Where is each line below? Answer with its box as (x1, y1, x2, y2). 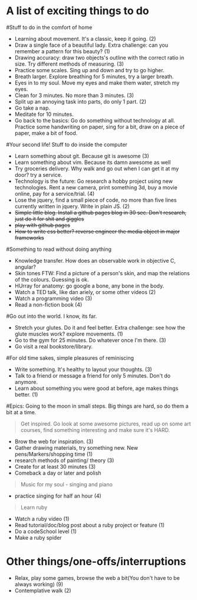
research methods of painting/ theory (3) (14, 457, 114, 464)
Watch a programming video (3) (14, 295, 93, 302)
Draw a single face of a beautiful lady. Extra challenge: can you (14, 41, 168, 49)
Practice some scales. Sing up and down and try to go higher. (14, 66, 165, 73)
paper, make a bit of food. (14, 129, 78, 137)
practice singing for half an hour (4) (14, 492, 101, 499)
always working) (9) (14, 580, 64, 588)
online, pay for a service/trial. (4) (14, 190, 95, 197)
